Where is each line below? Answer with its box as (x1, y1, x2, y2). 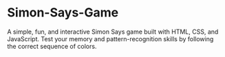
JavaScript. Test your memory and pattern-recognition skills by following (7, 34, 214, 43)
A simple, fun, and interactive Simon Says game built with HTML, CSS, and (7, 27, 219, 36)
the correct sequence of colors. (7, 42, 97, 50)
